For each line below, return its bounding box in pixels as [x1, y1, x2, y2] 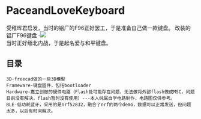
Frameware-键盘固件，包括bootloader [6, 82, 92, 88]
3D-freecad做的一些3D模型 [6, 76, 66, 82]
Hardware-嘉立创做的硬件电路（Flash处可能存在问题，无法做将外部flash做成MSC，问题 [6, 88, 195, 95]
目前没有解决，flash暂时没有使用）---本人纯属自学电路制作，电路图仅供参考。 [6, 95, 175, 101]
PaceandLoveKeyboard [6, 4, 125, 17]
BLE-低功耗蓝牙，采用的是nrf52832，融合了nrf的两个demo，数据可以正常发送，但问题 [6, 102, 191, 108]
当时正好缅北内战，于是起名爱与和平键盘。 [6, 39, 112, 46]
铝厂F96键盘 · [6, 31, 40, 39]
